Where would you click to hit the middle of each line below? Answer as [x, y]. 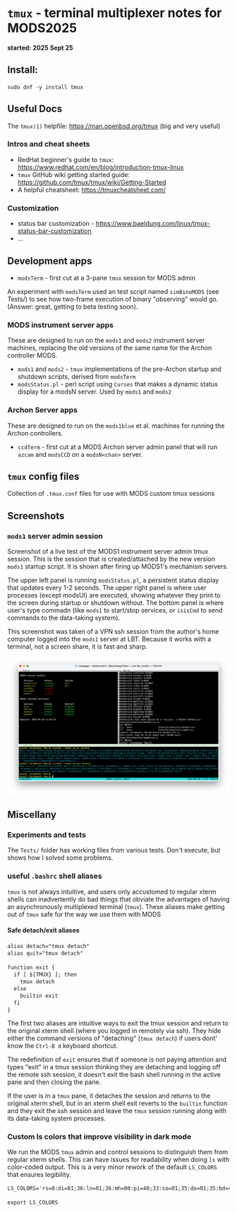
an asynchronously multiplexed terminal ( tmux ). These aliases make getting [116, 906]
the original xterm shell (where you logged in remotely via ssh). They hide [114, 1030]
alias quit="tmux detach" [45, 953]
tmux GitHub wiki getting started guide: [74, 174]
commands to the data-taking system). [64, 618]
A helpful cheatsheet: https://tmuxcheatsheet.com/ [92, 190]
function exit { [31, 967]
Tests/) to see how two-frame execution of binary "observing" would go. [113, 299]
